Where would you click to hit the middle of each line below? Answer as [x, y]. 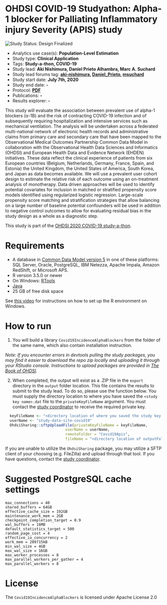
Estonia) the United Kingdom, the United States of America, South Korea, [80, 168]
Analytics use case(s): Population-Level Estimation [66, 53]
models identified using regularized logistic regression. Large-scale [74, 195]
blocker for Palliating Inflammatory [84, 19]
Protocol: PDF [27, 90]
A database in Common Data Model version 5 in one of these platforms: [85, 259]
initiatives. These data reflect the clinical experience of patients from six [79, 158]
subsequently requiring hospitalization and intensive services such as [77, 121]
